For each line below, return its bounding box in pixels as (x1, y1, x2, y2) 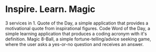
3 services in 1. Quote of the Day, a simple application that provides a (5, 20, 148, 26)
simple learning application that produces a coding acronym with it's (5, 30, 147, 36)
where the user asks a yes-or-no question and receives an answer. (5, 41, 144, 47)
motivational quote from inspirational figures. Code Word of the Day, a (5, 25, 150, 31)
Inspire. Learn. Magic (5, 3, 96, 15)
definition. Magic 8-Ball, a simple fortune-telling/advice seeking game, (5, 36, 151, 42)
